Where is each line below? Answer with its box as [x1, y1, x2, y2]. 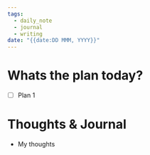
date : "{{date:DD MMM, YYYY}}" [7, 37, 100, 44]
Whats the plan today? [7, 68, 144, 84]
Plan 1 [17, 91, 36, 100]
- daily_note [14, 17, 53, 24]
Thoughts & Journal [7, 117, 127, 132]
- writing [14, 30, 43, 38]
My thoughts [17, 140, 55, 149]
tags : [7, 10, 23, 18]
